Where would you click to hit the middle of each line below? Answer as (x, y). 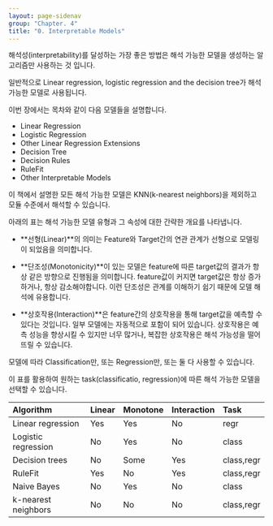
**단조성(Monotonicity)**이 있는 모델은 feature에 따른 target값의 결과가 (135, 267)
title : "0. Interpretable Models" (67, 31)
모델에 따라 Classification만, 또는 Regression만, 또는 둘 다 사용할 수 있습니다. (132, 362)
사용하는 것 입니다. (66, 65)
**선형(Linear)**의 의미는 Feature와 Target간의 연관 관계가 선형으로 (129, 239)
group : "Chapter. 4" (43, 24)
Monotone (143, 410)
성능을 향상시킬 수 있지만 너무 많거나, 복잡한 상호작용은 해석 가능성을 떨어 (145, 334)
